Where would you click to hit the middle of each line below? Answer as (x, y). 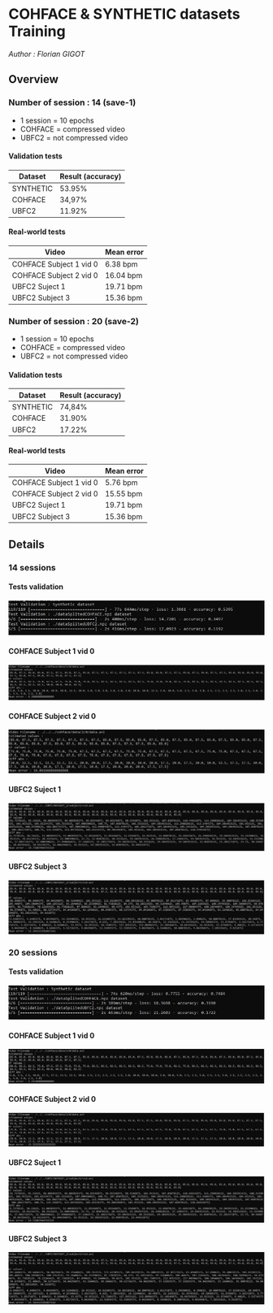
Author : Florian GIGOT (47, 54)
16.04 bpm (124, 275)
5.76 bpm (121, 482)
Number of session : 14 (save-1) (72, 102)
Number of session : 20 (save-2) (74, 321)
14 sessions (32, 567)
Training (37, 31)
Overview (34, 79)
